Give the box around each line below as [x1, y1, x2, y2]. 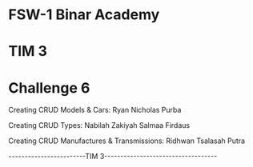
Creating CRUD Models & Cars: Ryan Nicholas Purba [8, 105, 182, 115]
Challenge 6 [8, 78, 90, 97]
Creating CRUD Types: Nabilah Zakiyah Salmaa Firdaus [8, 121, 191, 130]
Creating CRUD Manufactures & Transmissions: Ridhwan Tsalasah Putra [8, 136, 246, 145]
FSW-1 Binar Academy [8, 6, 160, 24]
